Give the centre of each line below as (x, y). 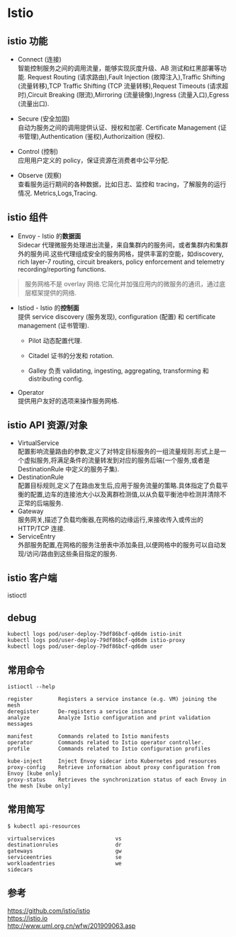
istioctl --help (31, 687)
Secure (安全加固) (44, 119)
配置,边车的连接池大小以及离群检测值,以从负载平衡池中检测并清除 (125, 494)
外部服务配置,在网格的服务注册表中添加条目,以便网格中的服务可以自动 (119, 544)
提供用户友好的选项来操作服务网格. (68, 400)
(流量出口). (33, 103)
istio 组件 (28, 218)
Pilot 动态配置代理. (55, 340)
